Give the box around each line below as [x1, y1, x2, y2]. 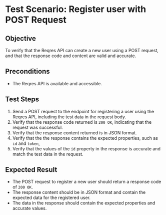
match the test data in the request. [12, 151, 83, 157]
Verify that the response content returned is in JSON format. [12, 129, 137, 136]
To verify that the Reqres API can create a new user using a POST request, [5, 48, 159, 53]
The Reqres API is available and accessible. [12, 80, 102, 86]
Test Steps [5, 95, 39, 104]
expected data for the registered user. [12, 194, 91, 201]
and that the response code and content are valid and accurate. [5, 53, 136, 59]
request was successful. [12, 124, 63, 130]
